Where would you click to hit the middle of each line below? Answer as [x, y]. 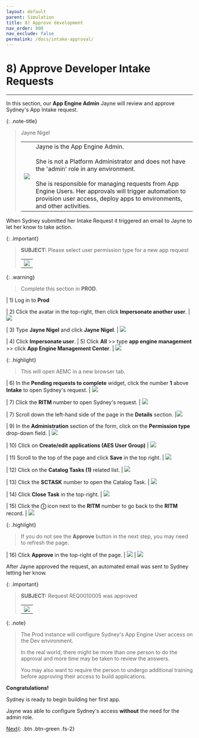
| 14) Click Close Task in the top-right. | [54, 494]
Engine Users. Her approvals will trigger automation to [110, 191]
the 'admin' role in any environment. [85, 169]
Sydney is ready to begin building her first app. [63, 699]
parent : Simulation [30, 17]
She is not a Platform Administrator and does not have [110, 161]
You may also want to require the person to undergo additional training [107, 670]
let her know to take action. [39, 227]
